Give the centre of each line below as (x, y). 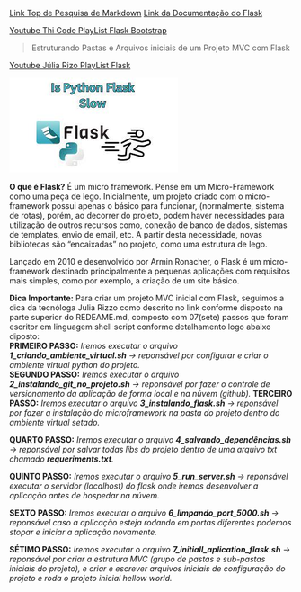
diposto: (25, 336)
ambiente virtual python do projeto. (75, 365)
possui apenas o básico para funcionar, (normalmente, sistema (168, 206)
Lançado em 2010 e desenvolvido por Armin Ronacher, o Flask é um (136, 261)
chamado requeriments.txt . (62, 459)
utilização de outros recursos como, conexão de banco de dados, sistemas (148, 225)
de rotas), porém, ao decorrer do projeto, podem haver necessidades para (147, 215)
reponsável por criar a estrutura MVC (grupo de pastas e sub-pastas (137, 559)
